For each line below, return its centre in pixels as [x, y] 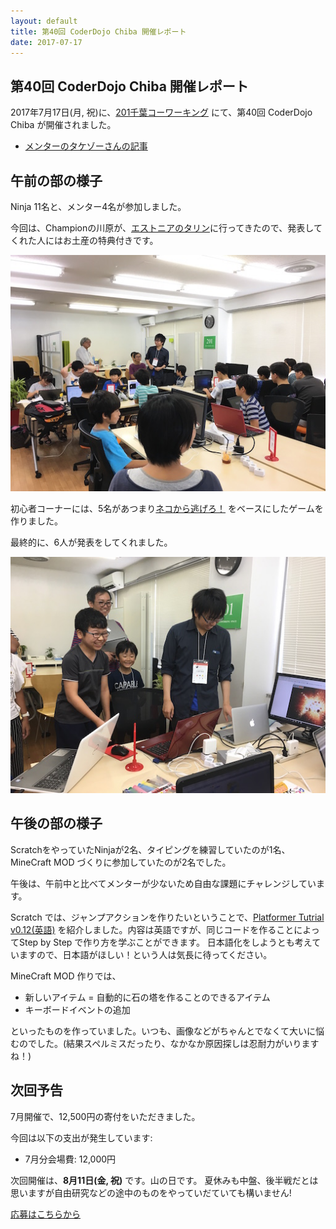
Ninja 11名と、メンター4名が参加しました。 [98, 206]
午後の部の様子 [56, 823]
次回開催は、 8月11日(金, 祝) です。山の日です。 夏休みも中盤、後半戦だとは [164, 1180]
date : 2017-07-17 [46, 42]
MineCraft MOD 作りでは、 [66, 976]
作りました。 [36, 521]
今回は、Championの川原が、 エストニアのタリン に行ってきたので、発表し [162, 228]
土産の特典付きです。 [115, 240]
